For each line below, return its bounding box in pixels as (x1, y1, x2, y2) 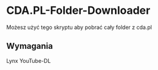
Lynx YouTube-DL (6, 57, 51, 64)
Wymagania (6, 41, 53, 51)
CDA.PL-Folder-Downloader (6, 4, 151, 17)
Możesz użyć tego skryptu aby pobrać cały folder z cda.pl (6, 24, 152, 31)
